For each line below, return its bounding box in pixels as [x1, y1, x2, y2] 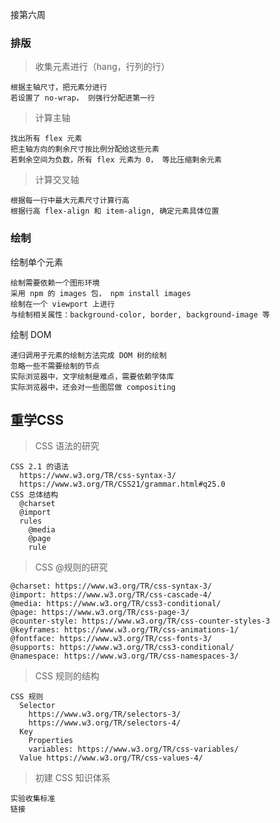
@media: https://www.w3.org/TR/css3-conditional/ [10, 599, 222, 609]
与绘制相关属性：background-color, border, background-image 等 [10, 309, 270, 320]
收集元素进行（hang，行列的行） [34, 61, 170, 73]
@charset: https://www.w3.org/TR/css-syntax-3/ [10, 581, 213, 592]
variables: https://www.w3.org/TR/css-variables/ [28, 744, 240, 755]
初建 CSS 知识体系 [34, 772, 111, 784]
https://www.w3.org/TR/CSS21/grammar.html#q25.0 [19, 479, 226, 490]
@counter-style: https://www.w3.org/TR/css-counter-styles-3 [10, 616, 271, 627]
